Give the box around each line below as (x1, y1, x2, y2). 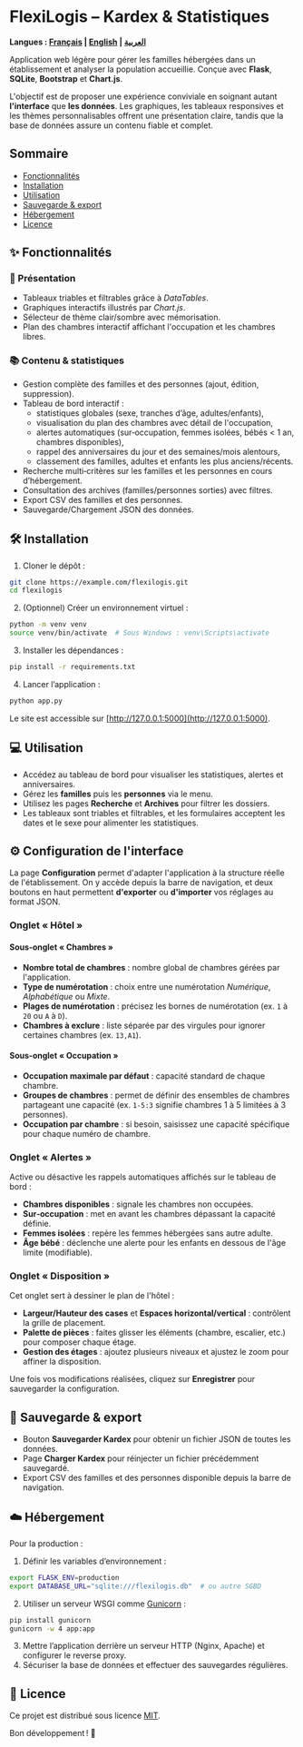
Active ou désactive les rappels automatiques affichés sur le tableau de (9, 1171, 277, 1182)
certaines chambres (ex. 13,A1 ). (22, 1029, 142, 1041)
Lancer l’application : (22, 678, 101, 689)
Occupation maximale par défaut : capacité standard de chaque (22, 1070, 266, 1081)
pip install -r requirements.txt (9, 663, 136, 672)
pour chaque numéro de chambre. (22, 1128, 151, 1139)
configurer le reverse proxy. (22, 1650, 127, 1661)
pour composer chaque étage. (22, 1337, 137, 1347)
